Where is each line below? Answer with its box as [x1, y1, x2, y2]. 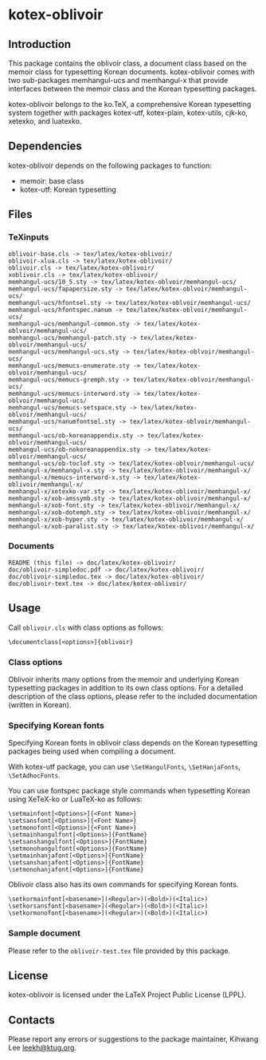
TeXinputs [8, 231, 49, 243]
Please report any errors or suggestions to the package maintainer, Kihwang [8, 1034, 259, 1044]
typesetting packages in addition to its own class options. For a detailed [8, 682, 244, 692]
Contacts [8, 1013, 56, 1026]
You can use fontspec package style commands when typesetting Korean [8, 786, 251, 796]
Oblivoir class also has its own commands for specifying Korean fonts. [8, 880, 239, 889]
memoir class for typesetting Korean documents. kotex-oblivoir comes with [8, 67, 255, 77]
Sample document [8, 927, 81, 939]
